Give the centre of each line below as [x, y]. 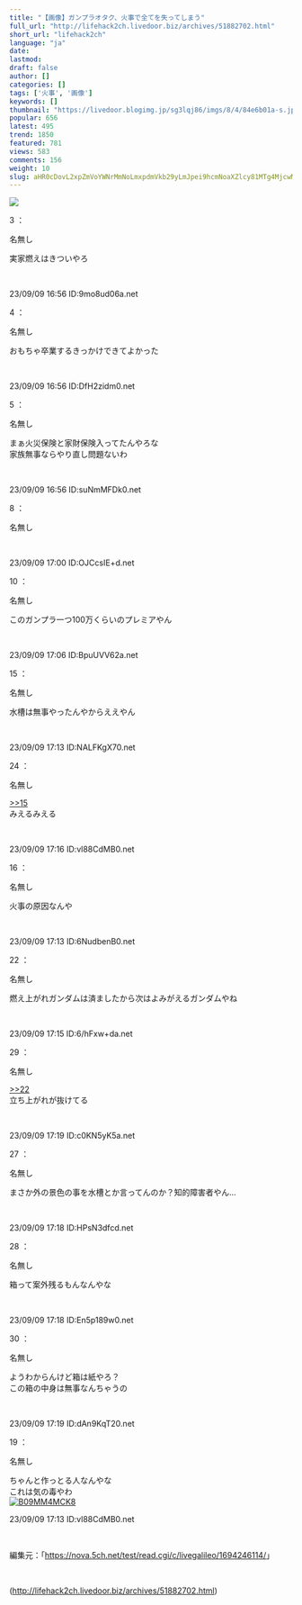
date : [19, 51]
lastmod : [26, 59]
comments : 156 [36, 160]
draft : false [34, 68]
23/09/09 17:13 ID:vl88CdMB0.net [72, 1519]
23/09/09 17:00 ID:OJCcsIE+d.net [72, 563]
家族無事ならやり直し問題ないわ [68, 455]
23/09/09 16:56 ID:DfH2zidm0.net [72, 386]
